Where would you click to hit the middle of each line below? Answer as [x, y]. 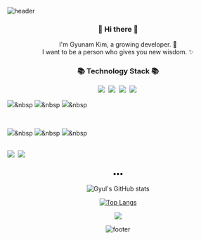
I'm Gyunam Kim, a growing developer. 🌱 [118, 44]
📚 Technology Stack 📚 [118, 71]
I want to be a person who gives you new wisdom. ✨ [118, 52]
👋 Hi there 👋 [118, 29]
